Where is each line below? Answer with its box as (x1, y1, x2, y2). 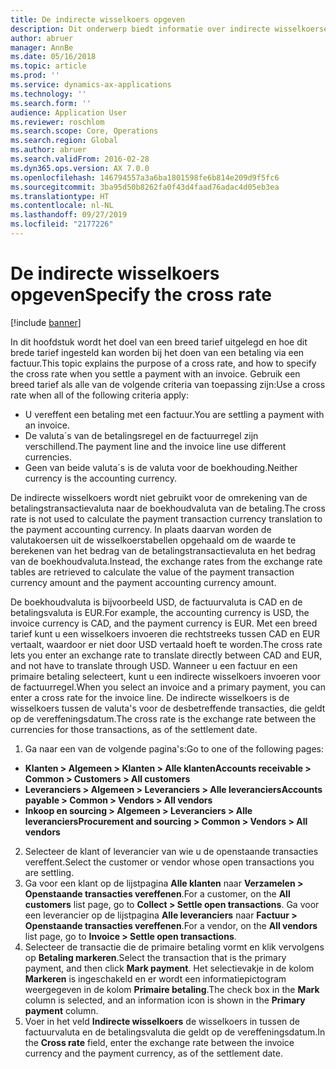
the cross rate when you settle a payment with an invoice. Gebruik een (10, 367, 301, 380)
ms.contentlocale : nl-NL (10, 201, 114, 211)
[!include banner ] (10, 316, 82, 328)
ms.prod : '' (10, 71, 60, 81)
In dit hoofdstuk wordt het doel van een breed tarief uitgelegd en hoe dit (10, 336, 308, 348)
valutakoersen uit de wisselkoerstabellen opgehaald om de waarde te (10, 534, 297, 546)
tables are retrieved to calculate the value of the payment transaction (10, 566, 295, 578)
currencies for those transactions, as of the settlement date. (10, 723, 258, 735)
